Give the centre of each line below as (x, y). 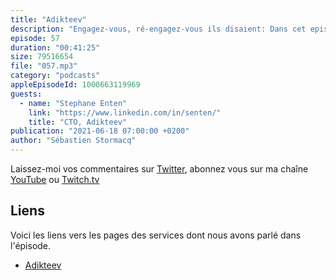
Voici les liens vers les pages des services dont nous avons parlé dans (156, 235)
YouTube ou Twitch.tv (55, 179)
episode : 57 (35, 38)
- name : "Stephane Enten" (73, 103)
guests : (26, 94)
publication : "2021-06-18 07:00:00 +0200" (100, 131)
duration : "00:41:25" (55, 47)
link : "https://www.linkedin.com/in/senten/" (125, 112)
